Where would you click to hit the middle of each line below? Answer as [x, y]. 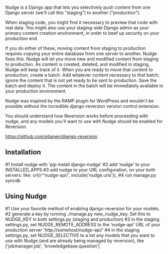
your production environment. [36, 91]
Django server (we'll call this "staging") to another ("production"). [73, 13]
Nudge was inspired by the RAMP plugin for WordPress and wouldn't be [79, 101]
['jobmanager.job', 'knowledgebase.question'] [53, 246]
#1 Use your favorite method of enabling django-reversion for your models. [82, 208]
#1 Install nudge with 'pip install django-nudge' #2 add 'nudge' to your [78, 164]
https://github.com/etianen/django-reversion [51, 136]
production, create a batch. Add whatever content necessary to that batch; [82, 75]
